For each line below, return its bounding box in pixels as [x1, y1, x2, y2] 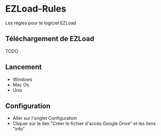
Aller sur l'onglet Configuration [12, 115, 77, 121]
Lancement [5, 63, 42, 72]
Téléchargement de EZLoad [5, 35, 94, 43]
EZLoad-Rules [5, 3, 67, 15]
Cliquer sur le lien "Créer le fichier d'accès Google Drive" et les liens [12, 120, 156, 127]
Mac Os [12, 82, 29, 88]
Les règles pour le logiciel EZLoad [5, 20, 76, 26]
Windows [12, 76, 33, 82]
